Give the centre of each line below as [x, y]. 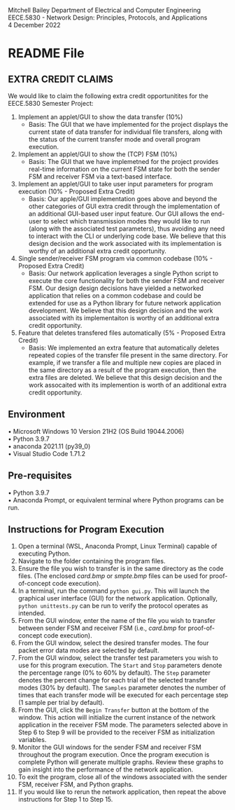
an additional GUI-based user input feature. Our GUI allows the [119, 214]
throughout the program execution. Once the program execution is [114, 755]
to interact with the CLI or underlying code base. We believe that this [127, 236]
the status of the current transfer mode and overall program [115, 139]
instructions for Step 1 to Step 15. [65, 799]
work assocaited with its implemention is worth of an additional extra [127, 385]
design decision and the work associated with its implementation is [125, 243]
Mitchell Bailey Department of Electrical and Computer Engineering [105, 10]
